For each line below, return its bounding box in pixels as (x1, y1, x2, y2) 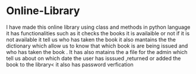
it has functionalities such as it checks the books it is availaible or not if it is (6, 29, 190, 36)
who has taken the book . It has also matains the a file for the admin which (6, 48, 188, 55)
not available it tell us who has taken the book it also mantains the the (6, 36, 176, 43)
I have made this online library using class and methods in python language (6, 23, 191, 31)
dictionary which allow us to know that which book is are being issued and (6, 42, 188, 49)
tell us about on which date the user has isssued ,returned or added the (6, 55, 181, 62)
